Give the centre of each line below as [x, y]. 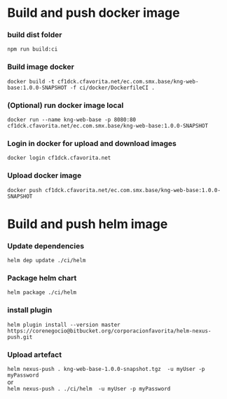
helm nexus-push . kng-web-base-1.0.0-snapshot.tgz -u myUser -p [106, 370]
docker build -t [31, 81]
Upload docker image [44, 175]
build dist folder [35, 35]
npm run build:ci [33, 49]
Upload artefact [34, 354]
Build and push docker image [94, 13]
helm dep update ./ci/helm [47, 261]
